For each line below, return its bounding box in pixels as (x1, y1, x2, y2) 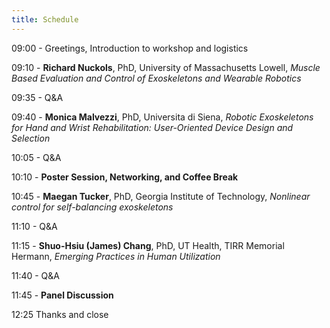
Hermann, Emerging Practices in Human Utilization (11, 250, 221, 262)
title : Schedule (11, 14, 79, 25)
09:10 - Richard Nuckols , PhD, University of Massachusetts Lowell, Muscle (11, 61, 321, 73)
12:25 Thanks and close (11, 308, 109, 320)
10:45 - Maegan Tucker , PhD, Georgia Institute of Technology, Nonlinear (11, 190, 311, 202)
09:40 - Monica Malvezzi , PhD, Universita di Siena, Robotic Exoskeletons (11, 111, 314, 123)
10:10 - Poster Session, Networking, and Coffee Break (11, 171, 239, 183)
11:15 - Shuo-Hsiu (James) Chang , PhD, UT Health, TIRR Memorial (11, 239, 285, 251)
